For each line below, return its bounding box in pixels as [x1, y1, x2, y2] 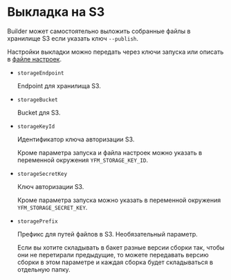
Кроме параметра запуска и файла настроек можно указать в [17, 148, 203, 157]
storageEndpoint [17, 70, 64, 77]
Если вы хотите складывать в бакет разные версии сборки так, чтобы [17, 243, 225, 252]
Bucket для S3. [17, 108, 61, 117]
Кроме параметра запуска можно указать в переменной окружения [17, 196, 221, 204]
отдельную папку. [17, 265, 71, 273]
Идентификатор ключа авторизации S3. [17, 135, 135, 143]
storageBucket [17, 96, 58, 103]
